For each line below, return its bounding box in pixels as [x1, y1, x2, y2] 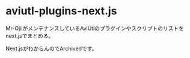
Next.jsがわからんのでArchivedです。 [5, 45, 97, 52]
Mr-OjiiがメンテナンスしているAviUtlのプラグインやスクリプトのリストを [5, 25, 185, 32]
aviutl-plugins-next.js [5, 4, 117, 18]
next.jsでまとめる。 [5, 32, 54, 39]
